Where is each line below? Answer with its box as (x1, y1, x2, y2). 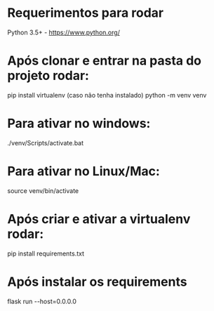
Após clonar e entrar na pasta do (7, 53, 202, 69)
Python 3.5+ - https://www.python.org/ (7, 28, 121, 37)
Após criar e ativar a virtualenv (7, 211, 191, 227)
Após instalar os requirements (7, 274, 187, 289)
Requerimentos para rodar (7, 5, 164, 21)
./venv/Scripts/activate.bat (7, 138, 84, 147)
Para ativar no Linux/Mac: (7, 164, 160, 179)
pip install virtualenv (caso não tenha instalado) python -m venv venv (7, 91, 207, 99)
